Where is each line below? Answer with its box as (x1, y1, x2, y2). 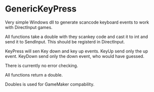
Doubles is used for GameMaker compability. (5, 81, 95, 87)
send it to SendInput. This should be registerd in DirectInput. (5, 39, 125, 44)
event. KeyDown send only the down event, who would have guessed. (5, 53, 145, 59)
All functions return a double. (5, 72, 63, 78)
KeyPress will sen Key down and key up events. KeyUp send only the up (5, 48, 148, 54)
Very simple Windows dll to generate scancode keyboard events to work (5, 19, 150, 25)
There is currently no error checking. (5, 63, 78, 68)
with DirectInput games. (5, 24, 53, 30)
